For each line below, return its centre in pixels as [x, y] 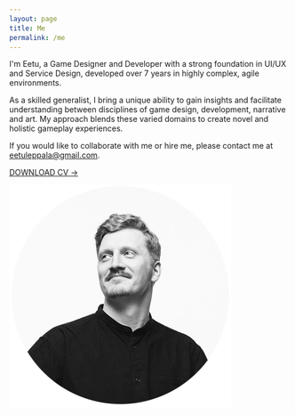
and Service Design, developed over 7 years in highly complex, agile [134, 73]
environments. [36, 83]
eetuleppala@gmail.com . [55, 155]
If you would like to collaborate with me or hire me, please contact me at [141, 146]
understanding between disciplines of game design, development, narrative [147, 110]
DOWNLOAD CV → [44, 173]
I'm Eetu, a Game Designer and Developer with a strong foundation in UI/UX [148, 64]
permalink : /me [37, 37]
